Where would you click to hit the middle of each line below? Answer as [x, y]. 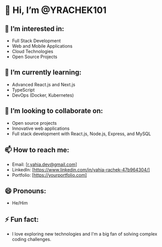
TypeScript [23, 90]
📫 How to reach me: [37, 150]
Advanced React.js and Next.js [43, 84]
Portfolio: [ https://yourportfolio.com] [49, 175]
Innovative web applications [41, 128]
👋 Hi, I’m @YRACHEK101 [56, 10]
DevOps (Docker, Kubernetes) [43, 95]
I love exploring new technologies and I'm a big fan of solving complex [84, 234]
